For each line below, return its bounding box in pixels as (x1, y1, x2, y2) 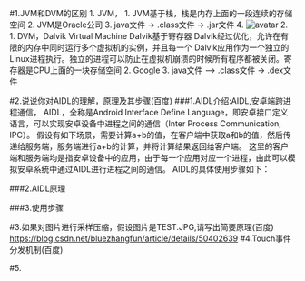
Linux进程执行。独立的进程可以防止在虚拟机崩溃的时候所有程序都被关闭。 (9, 54, 284, 64)
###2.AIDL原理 (9, 183, 66, 194)
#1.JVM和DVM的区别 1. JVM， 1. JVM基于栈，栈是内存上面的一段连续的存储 (9, 8, 293, 18)
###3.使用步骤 (9, 203, 64, 213)
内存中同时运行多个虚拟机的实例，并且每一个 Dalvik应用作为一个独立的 (25, 42, 290, 53)
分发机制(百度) (9, 245, 64, 255)
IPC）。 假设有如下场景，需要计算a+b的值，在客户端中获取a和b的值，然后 (9, 130, 283, 140)
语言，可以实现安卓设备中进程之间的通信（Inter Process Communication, (9, 118, 281, 129)
